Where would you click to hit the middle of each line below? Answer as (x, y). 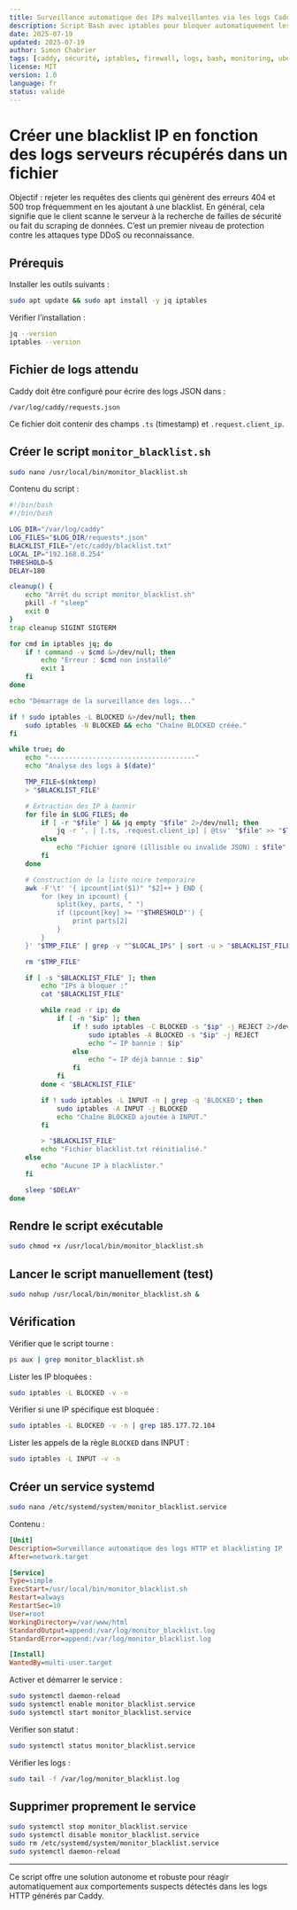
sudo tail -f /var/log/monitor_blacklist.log (94, 1779)
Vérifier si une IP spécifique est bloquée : (84, 1409)
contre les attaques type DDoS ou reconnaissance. (102, 235)
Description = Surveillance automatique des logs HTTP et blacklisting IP (146, 1548)
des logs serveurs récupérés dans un (148, 154)
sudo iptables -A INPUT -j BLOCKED (122, 1109)
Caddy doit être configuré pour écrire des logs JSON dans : (118, 391)
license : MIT (33, 67)
